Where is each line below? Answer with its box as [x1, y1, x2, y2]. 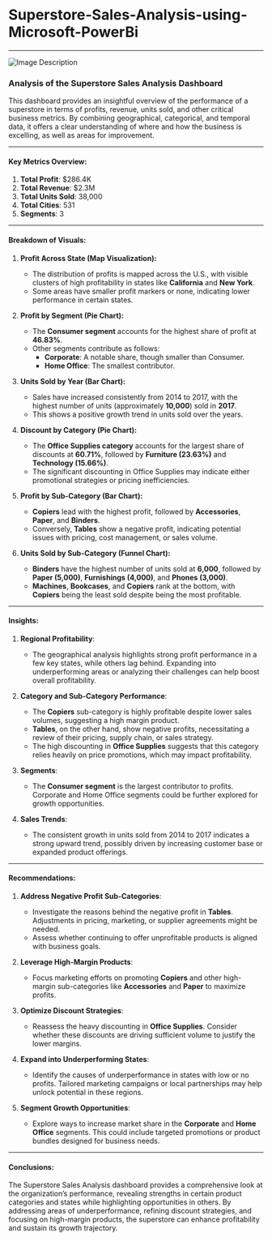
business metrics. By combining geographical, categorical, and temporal [8, 113, 251, 123]
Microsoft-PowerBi [8, 23, 139, 41]
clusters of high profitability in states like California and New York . [32, 277, 255, 287]
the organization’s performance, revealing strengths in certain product [8, 1189, 243, 1199]
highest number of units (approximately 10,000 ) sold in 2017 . [32, 400, 237, 410]
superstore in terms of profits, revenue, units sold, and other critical [8, 105, 234, 114]
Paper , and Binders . [32, 515, 100, 524]
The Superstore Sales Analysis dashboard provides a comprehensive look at [8, 1180, 263, 1190]
